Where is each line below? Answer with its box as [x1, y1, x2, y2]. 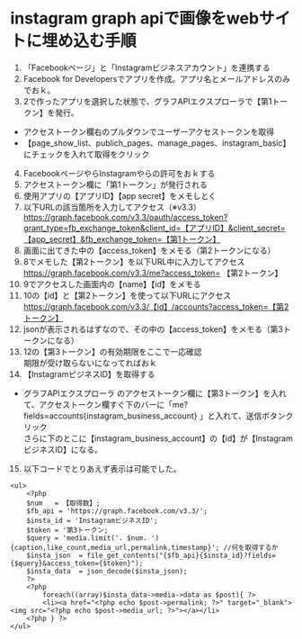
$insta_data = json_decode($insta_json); [26, 566, 188, 576]
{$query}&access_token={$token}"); [10, 559, 144, 568]
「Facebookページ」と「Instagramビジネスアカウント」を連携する [22, 62, 271, 73]
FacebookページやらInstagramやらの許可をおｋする [22, 167, 216, 178]
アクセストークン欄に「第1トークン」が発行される [22, 179, 208, 190]
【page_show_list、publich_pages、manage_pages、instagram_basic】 [22, 137, 291, 148]
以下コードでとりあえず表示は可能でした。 [22, 463, 182, 473]
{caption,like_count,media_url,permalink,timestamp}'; [10, 543, 220, 552]
